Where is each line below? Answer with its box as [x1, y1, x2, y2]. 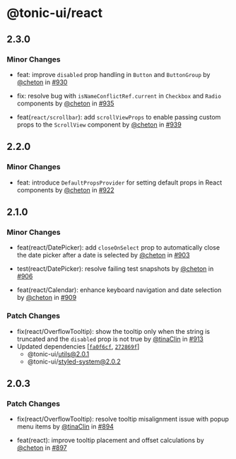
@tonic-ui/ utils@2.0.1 [27, 349, 90, 358]
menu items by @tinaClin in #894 [16, 422, 114, 431]
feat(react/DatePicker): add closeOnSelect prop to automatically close [16, 243, 220, 252]
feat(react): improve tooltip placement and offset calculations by [16, 436, 204, 445]
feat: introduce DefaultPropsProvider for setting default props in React [16, 178, 223, 187]
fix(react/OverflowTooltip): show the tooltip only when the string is [16, 327, 210, 335]
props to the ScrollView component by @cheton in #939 [16, 120, 182, 129]
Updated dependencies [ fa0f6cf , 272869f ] [16, 342, 140, 351]
